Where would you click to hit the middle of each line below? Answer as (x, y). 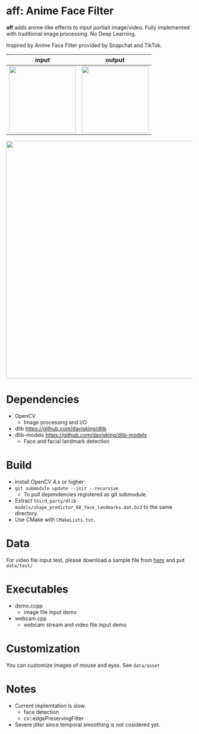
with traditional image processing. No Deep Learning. (71, 33)
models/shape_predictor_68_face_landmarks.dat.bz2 (78, 507)
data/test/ (20, 566)
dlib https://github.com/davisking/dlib (60, 429)
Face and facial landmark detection (66, 441)
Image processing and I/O (55, 422)
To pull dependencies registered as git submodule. (85, 494)
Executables (37, 589)
